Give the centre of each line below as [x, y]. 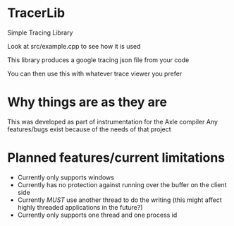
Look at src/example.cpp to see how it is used [74, 46]
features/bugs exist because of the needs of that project [89, 129]
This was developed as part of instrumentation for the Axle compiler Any [113, 121]
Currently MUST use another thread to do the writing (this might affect [119, 200]
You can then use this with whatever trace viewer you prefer [95, 73]
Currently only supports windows [66, 177]
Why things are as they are [87, 102]
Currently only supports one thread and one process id [97, 215]
